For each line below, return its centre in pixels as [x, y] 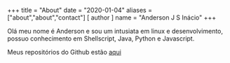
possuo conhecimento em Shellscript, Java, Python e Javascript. [101, 38]
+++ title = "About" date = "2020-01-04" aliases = [80, 10]
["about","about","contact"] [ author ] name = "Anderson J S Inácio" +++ [111, 17]
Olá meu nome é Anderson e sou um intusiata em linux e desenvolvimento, [115, 31]
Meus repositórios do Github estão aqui [64, 52]
